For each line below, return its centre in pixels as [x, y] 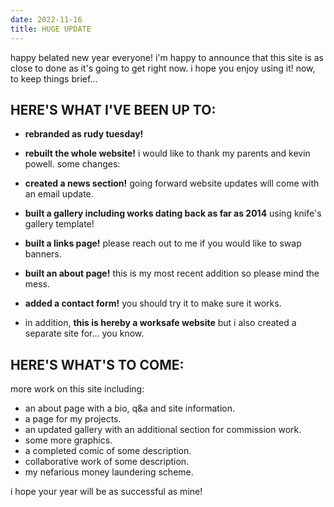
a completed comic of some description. [108, 451]
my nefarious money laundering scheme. [109, 472]
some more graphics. [68, 440]
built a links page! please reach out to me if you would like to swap [163, 243]
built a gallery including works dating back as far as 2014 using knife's [173, 213]
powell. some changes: [72, 164]
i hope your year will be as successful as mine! [106, 492]
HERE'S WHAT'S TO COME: [97, 364]
